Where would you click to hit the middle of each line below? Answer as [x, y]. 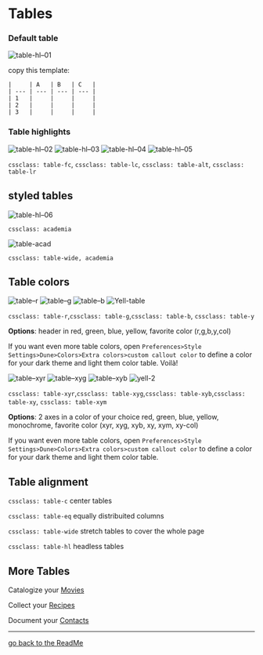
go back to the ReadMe [46, 643]
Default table [33, 38]
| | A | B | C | [52, 85]
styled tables [41, 196]
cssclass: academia [40, 229]
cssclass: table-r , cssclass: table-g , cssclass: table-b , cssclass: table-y [131, 316]
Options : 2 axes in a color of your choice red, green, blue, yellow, [113, 417]
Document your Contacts [49, 620]
